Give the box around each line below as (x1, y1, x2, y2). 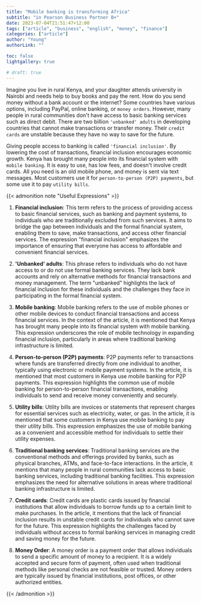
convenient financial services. (14, 248, 89, 256)
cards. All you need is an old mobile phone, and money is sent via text (6, 167, 179, 175)
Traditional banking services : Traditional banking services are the (14, 446, 180, 454)
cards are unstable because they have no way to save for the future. (6, 130, 175, 138)
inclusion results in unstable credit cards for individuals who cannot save (14, 515, 195, 523)
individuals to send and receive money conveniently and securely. (14, 391, 178, 399)
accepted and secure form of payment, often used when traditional (14, 559, 181, 566)
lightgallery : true (6, 58, 55, 65)
